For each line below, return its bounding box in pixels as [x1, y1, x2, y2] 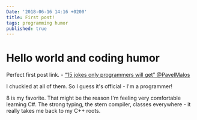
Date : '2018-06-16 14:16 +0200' [6, 8, 87, 15]
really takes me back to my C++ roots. [6, 107, 101, 115]
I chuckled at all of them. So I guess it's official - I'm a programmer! [6, 83, 173, 90]
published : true [6, 25, 47, 32]
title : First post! [6, 14, 55, 20]
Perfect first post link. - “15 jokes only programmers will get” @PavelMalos [6, 71, 190, 79]
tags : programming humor [6, 20, 68, 26]
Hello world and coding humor [6, 52, 160, 65]
